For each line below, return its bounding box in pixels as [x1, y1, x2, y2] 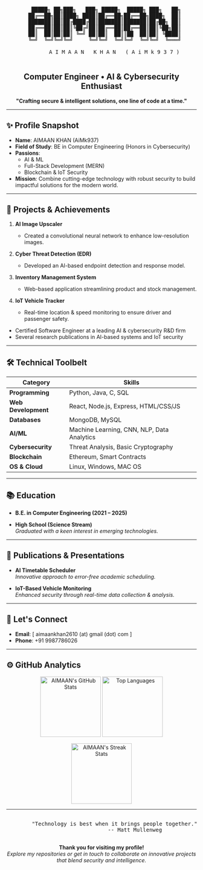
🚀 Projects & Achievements [6, 205, 111, 215]
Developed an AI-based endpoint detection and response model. [24, 262, 185, 269]
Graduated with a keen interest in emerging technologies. [14, 527, 159, 535]
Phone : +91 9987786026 [14, 637, 78, 644]
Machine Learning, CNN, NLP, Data [69, 425, 169, 434]
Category [22, 378, 50, 387]
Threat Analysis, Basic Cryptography [69, 443, 173, 451]
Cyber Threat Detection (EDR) [14, 250, 92, 257]
